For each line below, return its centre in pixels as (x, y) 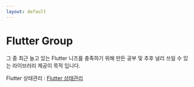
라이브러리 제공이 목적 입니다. (46, 65)
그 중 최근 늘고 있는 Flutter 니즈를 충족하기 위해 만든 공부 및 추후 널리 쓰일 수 (94, 58)
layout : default (26, 12)
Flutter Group (40, 41)
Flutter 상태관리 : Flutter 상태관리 (45, 78)
